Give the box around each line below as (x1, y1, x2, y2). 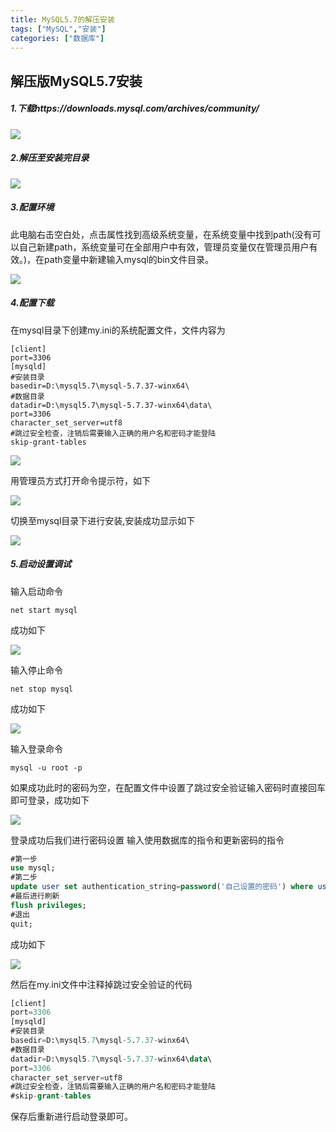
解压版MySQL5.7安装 (10, 72, 143, 90)
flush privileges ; (10, 900, 87, 910)
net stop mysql (10, 684, 74, 694)
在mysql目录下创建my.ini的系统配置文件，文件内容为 (10, 324, 226, 336)
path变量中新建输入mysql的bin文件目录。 (44, 253, 215, 265)
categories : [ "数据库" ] (10, 33, 105, 43)
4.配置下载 (10, 297, 55, 309)
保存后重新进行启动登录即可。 (10, 1111, 133, 1123)
